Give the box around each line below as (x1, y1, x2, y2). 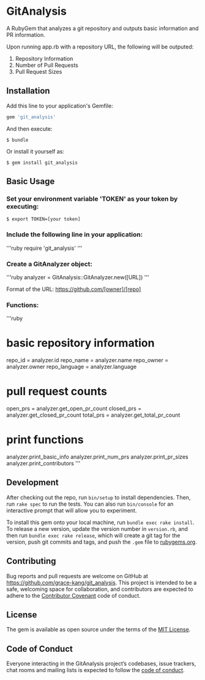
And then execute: (6, 125, 53, 133)
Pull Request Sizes (15, 68, 62, 75)
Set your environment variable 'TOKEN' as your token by (6, 195, 178, 203)
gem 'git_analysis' (6, 114, 56, 120)
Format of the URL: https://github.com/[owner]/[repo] (6, 285, 141, 293)
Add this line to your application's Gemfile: (6, 102, 113, 109)
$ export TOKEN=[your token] (6, 216, 81, 222)
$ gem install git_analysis (6, 160, 78, 166)
